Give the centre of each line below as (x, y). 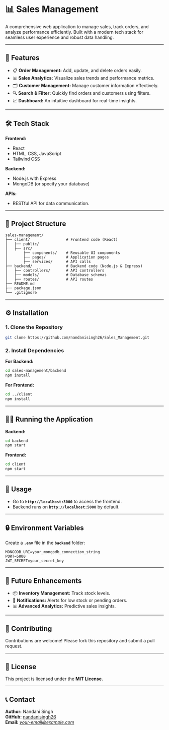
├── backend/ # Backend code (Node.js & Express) (74, 266)
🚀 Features (22, 58)
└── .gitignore (21, 293)
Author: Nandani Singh (29, 711)
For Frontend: (20, 385)
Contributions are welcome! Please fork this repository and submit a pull (80, 641)
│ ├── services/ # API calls (48, 262)
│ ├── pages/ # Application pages (57, 257)
